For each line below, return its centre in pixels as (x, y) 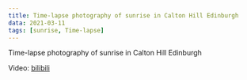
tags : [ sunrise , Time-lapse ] (56, 30)
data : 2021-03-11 (37, 23)
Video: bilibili (29, 68)
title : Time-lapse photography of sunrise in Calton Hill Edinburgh (123, 15)
